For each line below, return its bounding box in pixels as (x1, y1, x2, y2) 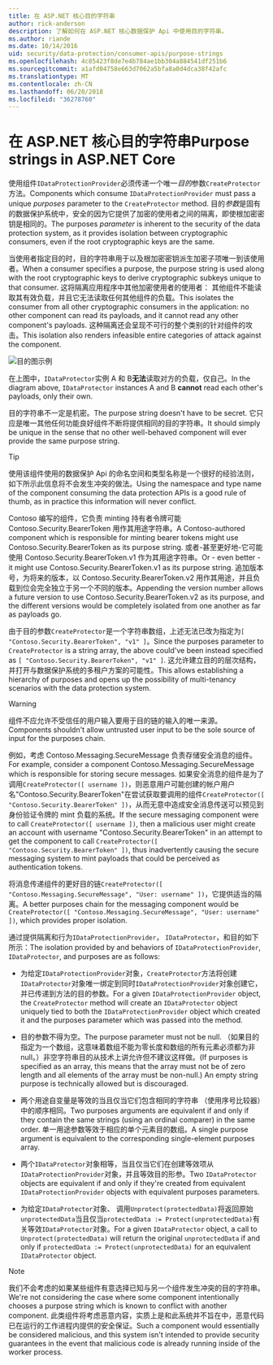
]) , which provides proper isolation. (8, 916, 128, 926)
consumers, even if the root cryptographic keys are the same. (8, 237, 215, 246)
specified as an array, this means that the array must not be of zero (19, 1062, 246, 1071)
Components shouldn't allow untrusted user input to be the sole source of (8, 725, 256, 735)
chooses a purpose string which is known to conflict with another (8, 1301, 227, 1310)
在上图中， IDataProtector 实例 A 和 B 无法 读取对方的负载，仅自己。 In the (8, 373, 250, 383)
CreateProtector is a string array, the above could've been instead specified (8, 646, 263, 656)
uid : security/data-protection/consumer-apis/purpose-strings (8, 50, 223, 58)
